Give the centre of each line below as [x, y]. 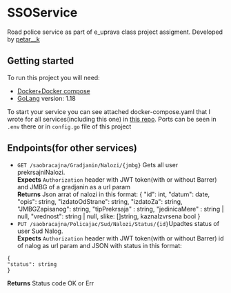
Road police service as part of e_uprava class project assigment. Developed [115, 32]
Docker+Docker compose [54, 91]
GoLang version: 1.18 [46, 98]
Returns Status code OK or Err [51, 283]
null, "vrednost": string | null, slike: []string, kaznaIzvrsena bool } [109, 216]
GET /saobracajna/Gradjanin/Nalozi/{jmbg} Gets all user [98, 164]
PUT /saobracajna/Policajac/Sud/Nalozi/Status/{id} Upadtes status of [118, 223]
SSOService [42, 13]
